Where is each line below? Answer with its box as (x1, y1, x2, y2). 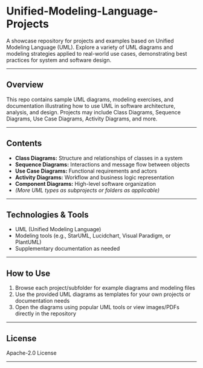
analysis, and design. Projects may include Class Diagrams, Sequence (6, 108, 181, 116)
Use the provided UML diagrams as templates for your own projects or (14, 291, 191, 298)
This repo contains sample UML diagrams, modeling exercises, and (6, 96, 174, 103)
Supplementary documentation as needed (14, 245, 120, 252)
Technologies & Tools (6, 209, 89, 220)
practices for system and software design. (6, 56, 112, 64)
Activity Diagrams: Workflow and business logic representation (14, 174, 175, 181)
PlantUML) (14, 238, 42, 246)
